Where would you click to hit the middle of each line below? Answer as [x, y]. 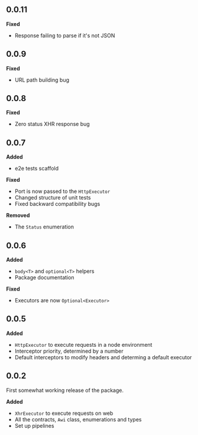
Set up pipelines [34, 426]
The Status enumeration [44, 227]
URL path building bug [42, 80]
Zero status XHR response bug [52, 124]
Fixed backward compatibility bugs [57, 204]
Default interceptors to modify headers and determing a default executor [103, 357]
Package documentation [44, 278]
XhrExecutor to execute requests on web [64, 413]
